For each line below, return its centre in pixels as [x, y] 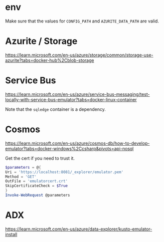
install [11, 234]
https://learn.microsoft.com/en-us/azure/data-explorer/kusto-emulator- [79, 229]
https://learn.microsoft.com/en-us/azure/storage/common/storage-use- [79, 55]
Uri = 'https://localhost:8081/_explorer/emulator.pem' [64, 172]
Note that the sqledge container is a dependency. [56, 109]
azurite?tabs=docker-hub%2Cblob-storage [50, 60]
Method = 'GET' [21, 177]
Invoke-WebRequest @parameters [38, 195]
